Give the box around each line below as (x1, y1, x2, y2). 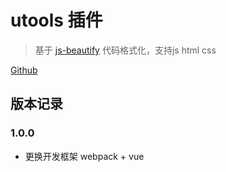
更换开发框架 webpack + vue (24, 150, 145, 162)
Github (10, 64, 38, 76)
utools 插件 (10, 9, 103, 32)
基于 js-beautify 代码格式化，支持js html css (34, 44, 217, 56)
